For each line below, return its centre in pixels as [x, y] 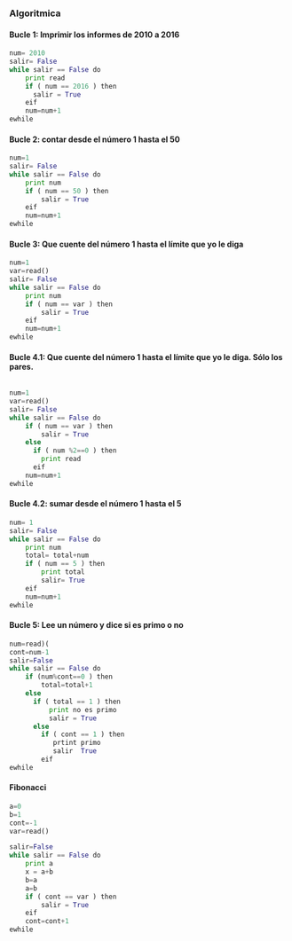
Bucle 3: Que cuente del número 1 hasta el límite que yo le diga [126, 244]
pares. [21, 366]
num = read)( [29, 644]
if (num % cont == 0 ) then [69, 677]
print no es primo [83, 710]
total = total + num [57, 556]
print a [39, 864]
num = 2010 [28, 53]
